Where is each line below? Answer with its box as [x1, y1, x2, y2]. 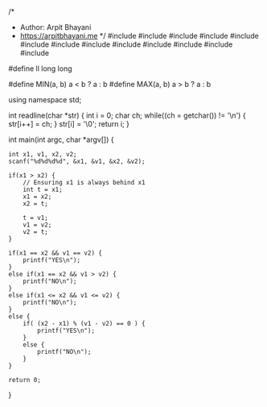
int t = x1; [23, 185, 63, 193]
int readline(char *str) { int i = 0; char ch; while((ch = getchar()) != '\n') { [8, 110, 247, 120]
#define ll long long [8, 64, 72, 73]
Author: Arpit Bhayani [19, 23, 92, 31]
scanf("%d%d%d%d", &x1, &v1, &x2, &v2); [8, 157, 146, 165]
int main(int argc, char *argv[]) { [8, 135, 114, 144]
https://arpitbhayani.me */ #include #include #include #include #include [19, 31, 259, 40]
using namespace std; [8, 95, 82, 104]
